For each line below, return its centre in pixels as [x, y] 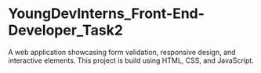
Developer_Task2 [66, 30]
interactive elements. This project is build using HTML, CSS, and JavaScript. [131, 60]
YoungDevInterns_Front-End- [107, 14]
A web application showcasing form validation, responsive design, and [122, 52]
